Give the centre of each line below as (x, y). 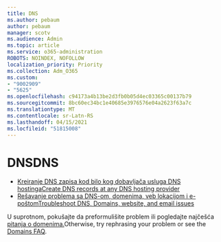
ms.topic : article (33, 45)
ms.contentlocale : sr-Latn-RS (50, 115)
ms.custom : (23, 77)
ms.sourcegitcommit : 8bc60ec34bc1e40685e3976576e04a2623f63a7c (100, 103)
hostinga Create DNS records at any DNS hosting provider (98, 189)
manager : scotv (29, 33)
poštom (28, 203)
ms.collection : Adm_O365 (43, 71)
